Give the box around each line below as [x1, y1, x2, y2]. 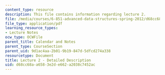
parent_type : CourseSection [5, 44, 63, 49]
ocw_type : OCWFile [5, 35, 43, 40]
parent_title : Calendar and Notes [5, 39, 76, 44]
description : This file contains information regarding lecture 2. [5, 12, 146, 17]
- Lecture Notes [5, 30, 38, 35]
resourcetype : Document [5, 53, 54, 58]
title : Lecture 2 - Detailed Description [5, 58, 91, 63]
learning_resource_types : [5, 26, 58, 31]
